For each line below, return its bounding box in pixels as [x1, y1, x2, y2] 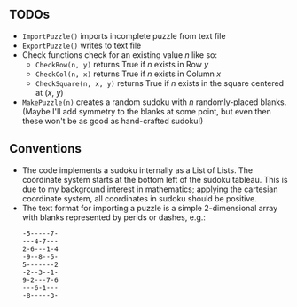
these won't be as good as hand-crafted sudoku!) [21, 115, 204, 126]
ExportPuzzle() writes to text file [21, 40, 142, 51]
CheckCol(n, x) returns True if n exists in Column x [35, 68, 222, 79]
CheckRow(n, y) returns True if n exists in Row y [35, 59, 209, 69]
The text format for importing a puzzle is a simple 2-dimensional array [21, 202, 278, 213]
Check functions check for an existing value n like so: [21, 49, 218, 60]
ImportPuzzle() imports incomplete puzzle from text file [21, 30, 226, 41]
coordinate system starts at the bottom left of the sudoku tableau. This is [21, 174, 288, 185]
